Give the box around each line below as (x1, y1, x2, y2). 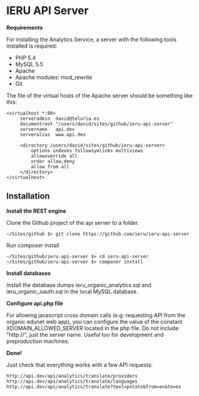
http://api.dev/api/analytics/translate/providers (6, 373, 138, 379)
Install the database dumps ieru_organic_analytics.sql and (6, 281, 151, 288)
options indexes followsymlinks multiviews (31, 147, 143, 153)
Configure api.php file (6, 299, 63, 307)
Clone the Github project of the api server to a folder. (6, 219, 139, 226)
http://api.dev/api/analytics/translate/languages (6, 378, 138, 384)
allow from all (31, 163, 70, 170)
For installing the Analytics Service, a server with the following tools (6, 35, 177, 43)
